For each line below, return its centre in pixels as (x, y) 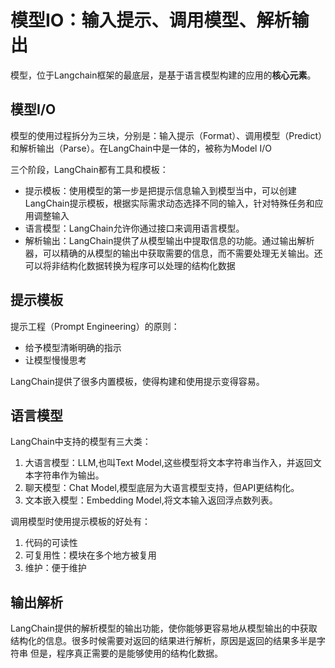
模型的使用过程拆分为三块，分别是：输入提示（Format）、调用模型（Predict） (166, 135)
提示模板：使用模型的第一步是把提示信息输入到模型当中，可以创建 (160, 190)
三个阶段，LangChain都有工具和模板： (89, 169)
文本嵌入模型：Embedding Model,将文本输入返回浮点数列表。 (151, 500)
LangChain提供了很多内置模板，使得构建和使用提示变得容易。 (137, 381)
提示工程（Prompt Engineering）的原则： (95, 326)
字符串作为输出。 (69, 475)
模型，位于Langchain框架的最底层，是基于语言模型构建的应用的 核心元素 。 (163, 75)
